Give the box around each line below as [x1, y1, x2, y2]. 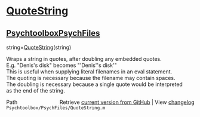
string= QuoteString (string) [6, 44, 72, 51]
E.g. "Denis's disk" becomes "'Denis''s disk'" [6, 61, 118, 69]
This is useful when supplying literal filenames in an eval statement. [6, 68, 173, 75]
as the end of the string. [6, 87, 66, 94]
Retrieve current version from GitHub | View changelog [59, 98, 195, 106]
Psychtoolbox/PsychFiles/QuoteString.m [6, 105, 106, 111]
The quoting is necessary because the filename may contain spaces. [6, 75, 176, 81]
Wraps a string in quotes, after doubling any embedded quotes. [6, 56, 162, 62]
